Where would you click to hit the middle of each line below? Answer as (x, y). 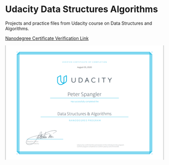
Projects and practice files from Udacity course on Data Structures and (79, 23)
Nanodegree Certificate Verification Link (47, 38)
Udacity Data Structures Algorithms (82, 9)
